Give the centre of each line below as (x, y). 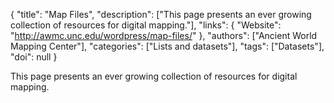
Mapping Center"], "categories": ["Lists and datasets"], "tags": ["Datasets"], (167, 46)
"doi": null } (34, 57)
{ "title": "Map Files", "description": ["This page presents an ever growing (161, 14)
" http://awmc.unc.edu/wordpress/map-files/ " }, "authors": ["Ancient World (164, 35)
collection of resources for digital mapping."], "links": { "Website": (146, 25)
